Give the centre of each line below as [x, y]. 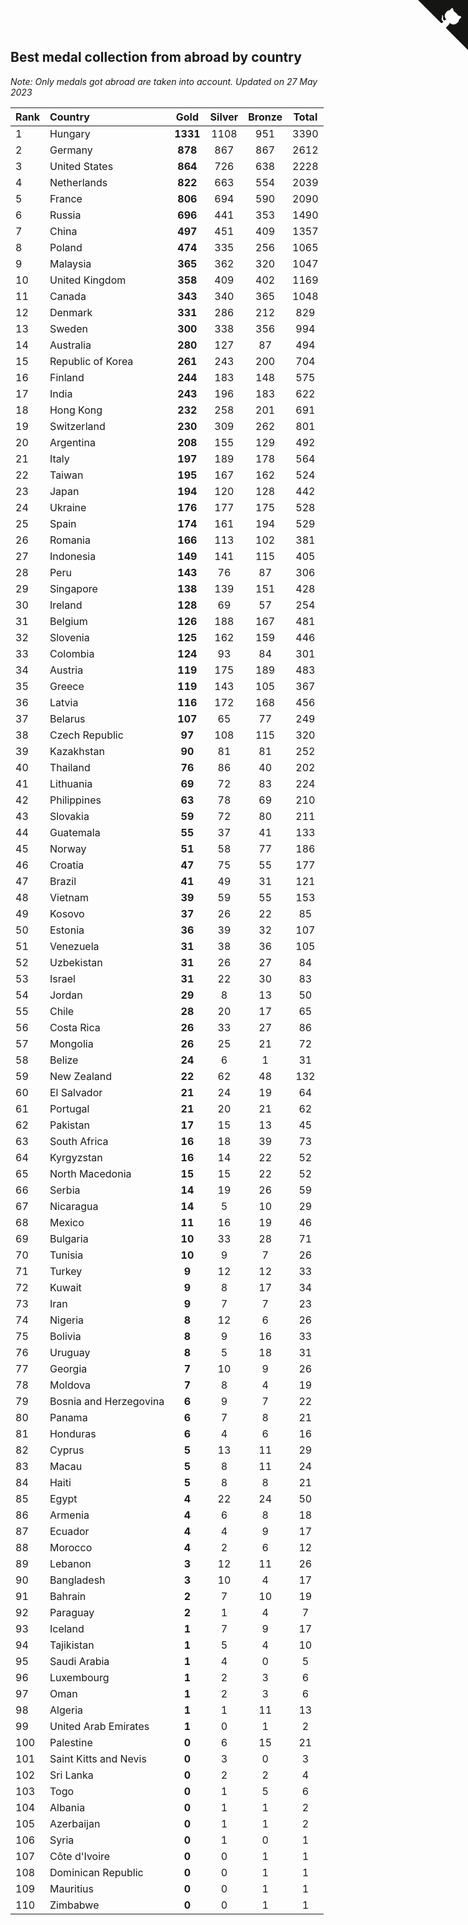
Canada [68, 296]
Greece [67, 686]
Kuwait [65, 1287]
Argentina [72, 442]
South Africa [79, 1141]
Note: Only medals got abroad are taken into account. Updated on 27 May [164, 81]
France [66, 198]
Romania [70, 540]
